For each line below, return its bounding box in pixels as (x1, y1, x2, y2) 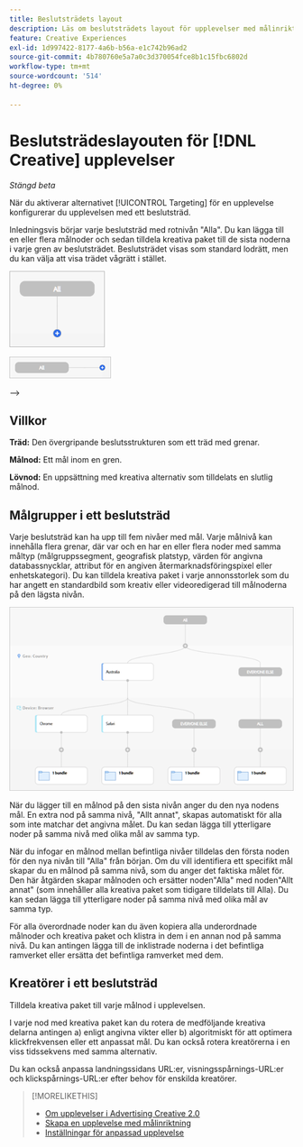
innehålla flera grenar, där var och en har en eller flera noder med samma (9, 541, 281, 552)
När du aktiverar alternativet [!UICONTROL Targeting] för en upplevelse (9, 197, 275, 207)
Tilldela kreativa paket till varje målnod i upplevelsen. (9, 999, 206, 1010)
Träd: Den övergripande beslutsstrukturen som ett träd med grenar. (9, 437, 260, 448)
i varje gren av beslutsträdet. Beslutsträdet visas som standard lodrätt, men (9, 243, 289, 254)
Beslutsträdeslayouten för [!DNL (9, 131, 257, 151)
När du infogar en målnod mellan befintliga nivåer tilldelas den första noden (9, 846, 290, 857)
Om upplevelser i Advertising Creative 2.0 (44, 1107, 200, 1118)
